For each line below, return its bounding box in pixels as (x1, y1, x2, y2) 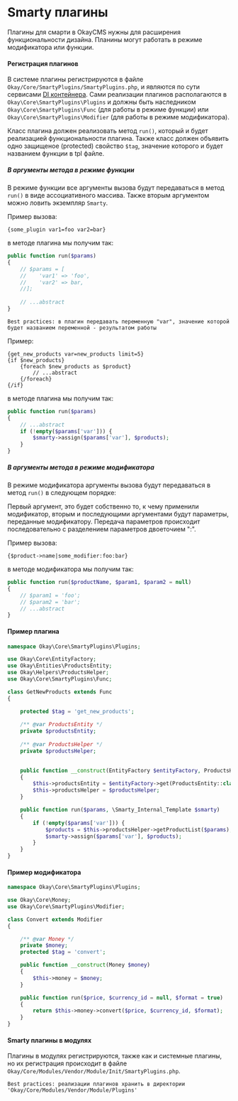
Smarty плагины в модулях (7, 1036, 92, 1044)
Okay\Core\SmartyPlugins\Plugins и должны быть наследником (7, 97, 196, 107)
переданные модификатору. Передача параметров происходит (7, 517, 200, 526)
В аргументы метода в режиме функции (7, 165, 135, 174)
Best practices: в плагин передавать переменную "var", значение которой (7, 318, 230, 325)
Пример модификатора (7, 868, 81, 876)
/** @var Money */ (20, 935, 74, 942)
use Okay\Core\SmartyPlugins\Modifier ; (7, 903, 125, 910)
